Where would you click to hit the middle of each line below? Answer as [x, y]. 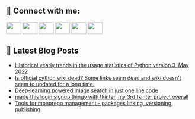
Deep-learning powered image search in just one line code [86, 90]
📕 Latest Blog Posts [42, 51]
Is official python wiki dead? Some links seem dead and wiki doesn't [98, 77]
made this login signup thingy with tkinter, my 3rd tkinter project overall [101, 96]
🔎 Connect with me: [43, 11]
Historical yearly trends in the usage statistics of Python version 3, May [102, 65]
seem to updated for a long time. [55, 84]
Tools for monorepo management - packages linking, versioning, [94, 103]
